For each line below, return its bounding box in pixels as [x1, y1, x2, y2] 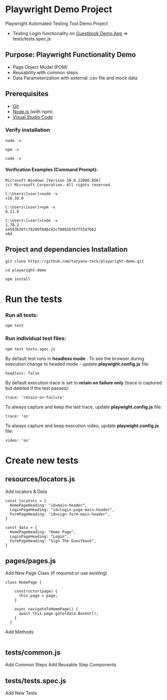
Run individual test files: [5, 335, 66, 342]
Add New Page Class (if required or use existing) [5, 570, 108, 576]
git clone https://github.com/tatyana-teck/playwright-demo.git [5, 259, 144, 264]
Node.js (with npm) [12, 108, 53, 115]
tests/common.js [5, 648, 61, 657]
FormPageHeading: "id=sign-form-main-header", [10, 512, 110, 517]
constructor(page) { [14, 589, 58, 594]
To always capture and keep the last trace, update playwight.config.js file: [5, 404, 162, 410]
